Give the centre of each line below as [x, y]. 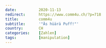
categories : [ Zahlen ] [31, 33]
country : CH [24, 28]
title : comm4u [29, 19]
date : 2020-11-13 [33, 10]
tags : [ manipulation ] [38, 38]
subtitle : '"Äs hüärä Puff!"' [42, 24]
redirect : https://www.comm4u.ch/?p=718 [53, 14]
